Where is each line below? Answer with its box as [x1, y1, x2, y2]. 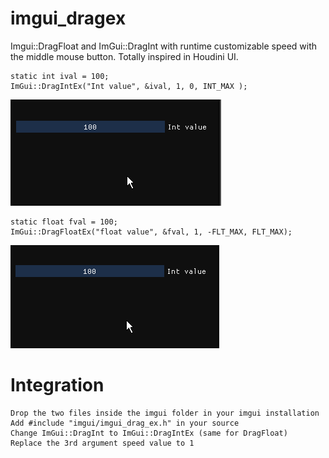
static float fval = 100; [10, 217, 118, 227]
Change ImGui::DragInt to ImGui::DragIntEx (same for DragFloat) [10, 428, 288, 438]
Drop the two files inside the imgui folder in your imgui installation [10, 408, 320, 418]
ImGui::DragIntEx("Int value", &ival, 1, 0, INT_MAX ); [10, 81, 248, 91]
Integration [10, 374, 105, 397]
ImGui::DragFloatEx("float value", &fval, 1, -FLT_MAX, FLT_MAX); [10, 227, 293, 237]
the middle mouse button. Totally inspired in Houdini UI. [10, 50, 239, 62]
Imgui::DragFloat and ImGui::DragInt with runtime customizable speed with [10, 40, 318, 52]
